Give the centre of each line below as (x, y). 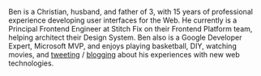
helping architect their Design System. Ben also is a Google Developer (125, 37)
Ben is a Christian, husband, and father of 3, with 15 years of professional (131, 12)
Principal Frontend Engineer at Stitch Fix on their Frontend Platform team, (130, 29)
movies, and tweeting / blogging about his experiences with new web (124, 55)
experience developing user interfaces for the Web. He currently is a (123, 20)
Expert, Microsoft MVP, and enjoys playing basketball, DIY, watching (122, 46)
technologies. (31, 63)
